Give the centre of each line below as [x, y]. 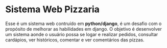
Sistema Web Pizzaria [52, 9]
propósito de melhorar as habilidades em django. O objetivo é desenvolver [83, 29]
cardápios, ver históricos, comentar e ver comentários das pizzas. [75, 40]
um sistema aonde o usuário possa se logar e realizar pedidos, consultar [82, 34]
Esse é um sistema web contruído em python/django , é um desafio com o [83, 23]
